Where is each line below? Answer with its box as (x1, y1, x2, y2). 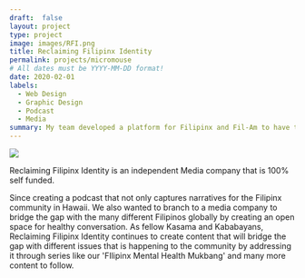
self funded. (9, 174, 55, 185)
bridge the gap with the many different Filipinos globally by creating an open (9, 212, 295, 223)
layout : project (9, 22, 71, 31)
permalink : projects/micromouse (9, 55, 132, 65)
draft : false (9, 13, 64, 23)
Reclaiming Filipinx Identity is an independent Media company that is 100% (9, 165, 290, 175)
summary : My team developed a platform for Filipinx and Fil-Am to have (9, 124, 290, 133)
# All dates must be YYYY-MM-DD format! (9, 65, 165, 74)
